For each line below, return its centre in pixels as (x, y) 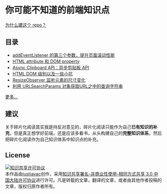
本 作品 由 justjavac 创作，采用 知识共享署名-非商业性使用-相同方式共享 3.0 (79, 174)
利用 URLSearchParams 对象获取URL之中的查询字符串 (68, 86)
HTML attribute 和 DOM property (46, 61)
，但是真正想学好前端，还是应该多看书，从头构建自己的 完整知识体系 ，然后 (86, 133)
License (18, 155)
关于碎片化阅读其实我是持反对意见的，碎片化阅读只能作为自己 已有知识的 (79, 127)
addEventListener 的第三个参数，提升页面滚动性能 (64, 55)
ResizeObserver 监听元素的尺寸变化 (49, 80)
